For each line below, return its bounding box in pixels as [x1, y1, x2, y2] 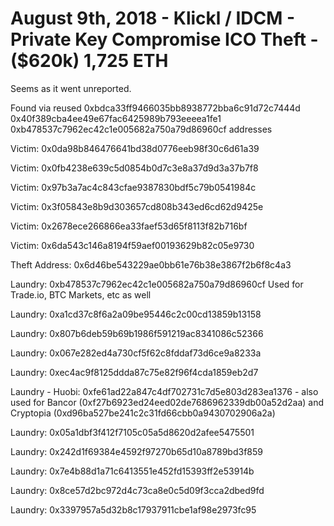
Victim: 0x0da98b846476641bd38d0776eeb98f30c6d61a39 [10, 142, 260, 154]
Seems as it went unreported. [10, 82, 132, 94]
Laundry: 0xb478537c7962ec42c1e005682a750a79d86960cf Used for [10, 278, 304, 290]
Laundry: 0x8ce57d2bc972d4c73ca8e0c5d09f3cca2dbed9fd [10, 484, 265, 496]
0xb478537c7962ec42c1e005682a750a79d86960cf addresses [10, 123, 273, 135]
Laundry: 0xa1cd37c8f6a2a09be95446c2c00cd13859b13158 [10, 308, 262, 320]
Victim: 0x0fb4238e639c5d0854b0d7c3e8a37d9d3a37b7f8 [10, 162, 259, 174]
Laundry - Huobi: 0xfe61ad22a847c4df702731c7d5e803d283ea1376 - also [10, 385, 319, 397]
